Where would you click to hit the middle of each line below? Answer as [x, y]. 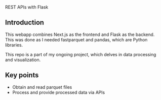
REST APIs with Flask [27, 7]
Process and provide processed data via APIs [59, 92]
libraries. [14, 45]
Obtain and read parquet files [42, 87]
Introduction [25, 22]
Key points [22, 75]
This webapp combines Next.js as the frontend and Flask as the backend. [80, 34]
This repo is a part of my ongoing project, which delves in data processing [81, 54]
